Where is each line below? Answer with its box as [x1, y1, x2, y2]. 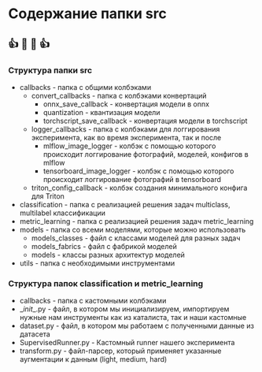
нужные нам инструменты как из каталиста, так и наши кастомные [19, 313, 247, 322]
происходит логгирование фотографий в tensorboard [42, 174, 222, 184]
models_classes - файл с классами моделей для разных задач [31, 233, 241, 243]
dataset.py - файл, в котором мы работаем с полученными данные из [19, 321, 254, 331]
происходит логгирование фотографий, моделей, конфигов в [42, 149, 249, 158]
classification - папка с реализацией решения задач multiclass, [19, 199, 231, 209]
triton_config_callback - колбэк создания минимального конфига [31, 183, 248, 192]
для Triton [31, 191, 65, 201]
